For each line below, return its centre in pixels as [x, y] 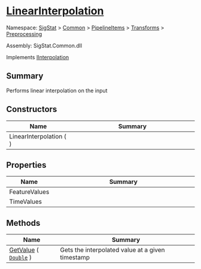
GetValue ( [24, 250]
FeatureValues [29, 192]
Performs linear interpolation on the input [57, 90]
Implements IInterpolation [38, 57]
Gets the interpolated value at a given [113, 250]
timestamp [75, 258]
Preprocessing [24, 34]
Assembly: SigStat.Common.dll [44, 46]
